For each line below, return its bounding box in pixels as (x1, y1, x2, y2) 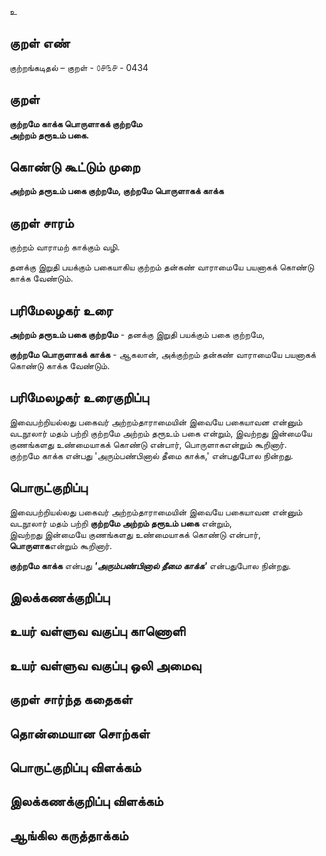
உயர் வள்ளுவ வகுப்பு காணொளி (9, 623, 186, 640)
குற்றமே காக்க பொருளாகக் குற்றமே (9, 117, 143, 130)
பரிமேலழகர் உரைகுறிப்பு (9, 389, 149, 406)
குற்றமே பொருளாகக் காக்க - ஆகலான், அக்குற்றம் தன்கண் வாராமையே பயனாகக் (9, 349, 317, 361)
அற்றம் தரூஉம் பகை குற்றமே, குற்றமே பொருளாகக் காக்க (9, 185, 224, 197)
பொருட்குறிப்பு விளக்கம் (9, 759, 142, 776)
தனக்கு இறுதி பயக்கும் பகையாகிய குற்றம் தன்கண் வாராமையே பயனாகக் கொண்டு (9, 261, 315, 273)
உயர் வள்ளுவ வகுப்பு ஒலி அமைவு (9, 657, 202, 674)
